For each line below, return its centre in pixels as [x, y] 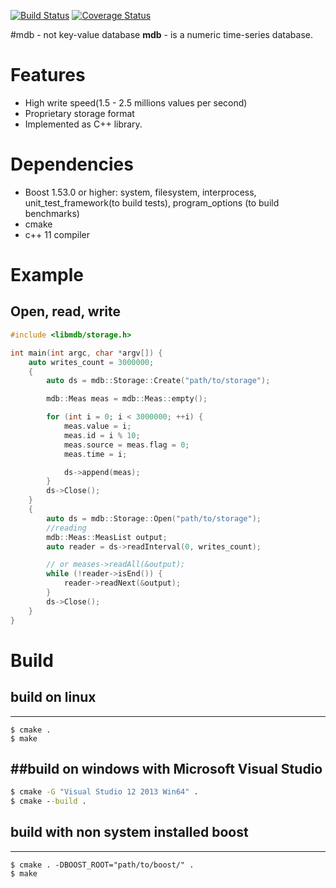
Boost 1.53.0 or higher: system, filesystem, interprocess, [140, 192]
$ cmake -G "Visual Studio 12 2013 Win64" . [104, 792]
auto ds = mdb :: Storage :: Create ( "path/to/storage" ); [158, 381]
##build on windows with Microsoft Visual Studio [166, 768]
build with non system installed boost [129, 832]
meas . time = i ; [95, 454]
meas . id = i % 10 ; [102, 435]
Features [48, 75]
